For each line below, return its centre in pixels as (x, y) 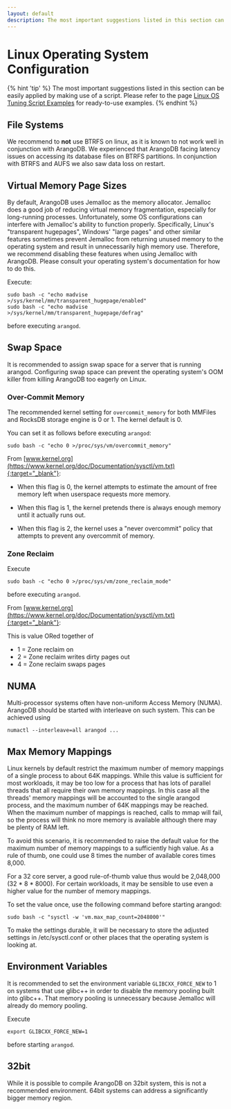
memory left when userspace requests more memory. (94, 494)
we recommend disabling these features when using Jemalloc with (102, 254)
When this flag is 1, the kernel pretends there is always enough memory (119, 508)
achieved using (29, 718)
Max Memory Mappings (59, 751)
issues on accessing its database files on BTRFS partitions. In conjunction (112, 156)
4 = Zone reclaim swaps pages (61, 664)
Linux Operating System (78, 54)
